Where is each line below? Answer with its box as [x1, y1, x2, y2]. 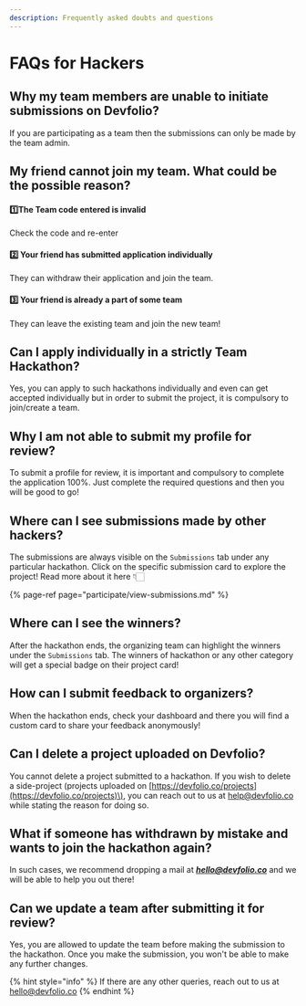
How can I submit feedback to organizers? [9, 686, 254, 701]
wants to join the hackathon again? [9, 840, 212, 855]
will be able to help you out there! [9, 874, 135, 885]
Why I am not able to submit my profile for [9, 428, 252, 444]
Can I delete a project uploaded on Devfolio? [9, 746, 266, 762]
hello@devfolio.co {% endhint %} [9, 986, 135, 997]
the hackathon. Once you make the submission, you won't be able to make [9, 948, 290, 959]
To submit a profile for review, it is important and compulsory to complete [9, 467, 285, 478]
